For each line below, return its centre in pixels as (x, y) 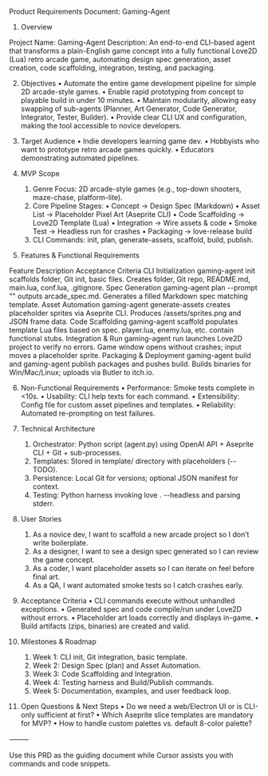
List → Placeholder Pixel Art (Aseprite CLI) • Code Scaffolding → (138, 214)
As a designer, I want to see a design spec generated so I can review (146, 551)
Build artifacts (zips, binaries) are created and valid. (105, 626)
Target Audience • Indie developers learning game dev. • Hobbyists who (140, 141)
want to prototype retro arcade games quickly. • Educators (117, 150)
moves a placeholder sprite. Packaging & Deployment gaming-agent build (130, 355)
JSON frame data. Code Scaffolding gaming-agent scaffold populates (124, 321)
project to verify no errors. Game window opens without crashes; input (125, 347)
